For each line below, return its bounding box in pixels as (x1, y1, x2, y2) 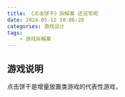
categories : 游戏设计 (7, 23, 65, 30)
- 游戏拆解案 (19, 36, 52, 43)
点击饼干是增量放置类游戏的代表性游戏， (7, 82, 122, 90)
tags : (7, 29, 23, 36)
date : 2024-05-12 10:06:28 (7, 17, 84, 23)
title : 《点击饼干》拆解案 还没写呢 (7, 10, 98, 17)
